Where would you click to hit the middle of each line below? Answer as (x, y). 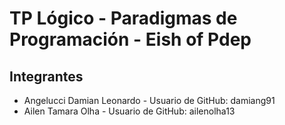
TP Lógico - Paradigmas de (123, 18)
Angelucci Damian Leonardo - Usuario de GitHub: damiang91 (149, 100)
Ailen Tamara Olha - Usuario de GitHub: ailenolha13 (129, 111)
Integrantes (46, 76)
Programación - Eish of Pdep (130, 39)
